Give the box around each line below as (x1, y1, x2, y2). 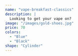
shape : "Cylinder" (5, 43, 43, 48)
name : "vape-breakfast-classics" (5, 7, 74, 12)
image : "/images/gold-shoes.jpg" (5, 20, 74, 26)
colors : (5, 30, 21, 35)
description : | (5, 12, 37, 17)
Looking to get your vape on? (9, 16, 72, 21)
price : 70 (5, 25, 26, 30)
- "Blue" (9, 35, 28, 39)
